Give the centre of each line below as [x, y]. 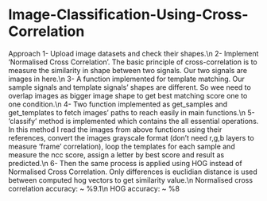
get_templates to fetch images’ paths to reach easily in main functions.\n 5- [132, 112]
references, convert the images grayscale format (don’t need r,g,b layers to [131, 137]
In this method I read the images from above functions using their [115, 129]
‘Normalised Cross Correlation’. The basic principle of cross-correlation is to [133, 62]
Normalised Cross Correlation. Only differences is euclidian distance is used [133, 172]
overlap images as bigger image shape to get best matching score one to [128, 95]
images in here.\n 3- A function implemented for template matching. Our [126, 79]
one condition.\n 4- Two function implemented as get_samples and [118, 104]
